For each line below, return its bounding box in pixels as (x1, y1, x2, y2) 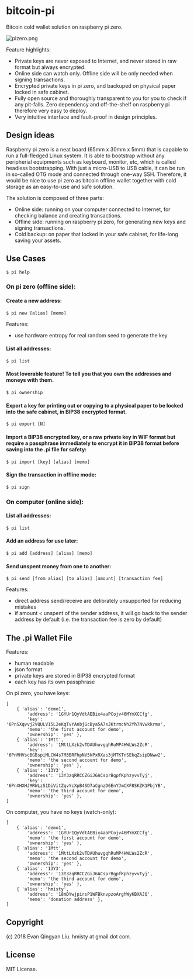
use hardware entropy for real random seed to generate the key (14, 332, 168, 339)
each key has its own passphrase (14, 678, 95, 685)
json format (14, 666, 43, 673)
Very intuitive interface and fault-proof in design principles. (14, 113, 157, 120)
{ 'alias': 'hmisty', (16, 886, 69, 892)
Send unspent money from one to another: (6, 562, 112, 569)
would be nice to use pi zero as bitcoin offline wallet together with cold (6, 177, 176, 184)
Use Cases (6, 254, 46, 264)
